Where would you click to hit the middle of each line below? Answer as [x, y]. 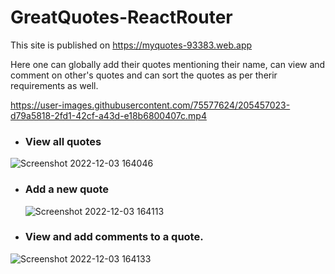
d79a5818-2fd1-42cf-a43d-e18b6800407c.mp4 [108, 115]
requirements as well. [54, 85]
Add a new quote [67, 189]
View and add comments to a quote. [114, 237]
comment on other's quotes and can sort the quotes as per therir [144, 75]
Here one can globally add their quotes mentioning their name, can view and [168, 64]
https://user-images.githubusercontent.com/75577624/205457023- [150, 105]
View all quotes [63, 141]
